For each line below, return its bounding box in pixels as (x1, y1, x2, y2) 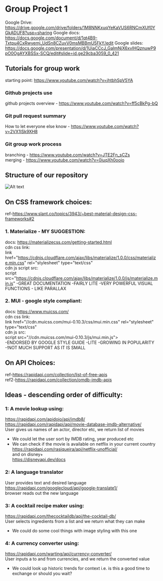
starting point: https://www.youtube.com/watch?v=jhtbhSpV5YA (5, 77, 133, 83)
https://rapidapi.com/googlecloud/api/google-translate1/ (5, 485, 118, 491)
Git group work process (5, 141, 62, 147)
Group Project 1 (5, 3, 68, 15)
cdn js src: (5, 329, 26, 335)
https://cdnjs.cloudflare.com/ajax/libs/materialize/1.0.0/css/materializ (17, 255, 156, 260)
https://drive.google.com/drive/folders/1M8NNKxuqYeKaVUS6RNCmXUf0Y (5, 24, 156, 30)
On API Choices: (5, 359, 56, 367)
